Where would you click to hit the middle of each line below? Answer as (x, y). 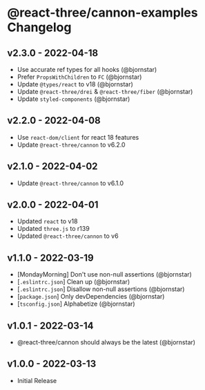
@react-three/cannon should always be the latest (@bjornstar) (106, 342)
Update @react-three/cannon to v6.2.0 (71, 145)
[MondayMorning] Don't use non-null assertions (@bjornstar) (104, 275)
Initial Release (37, 380)
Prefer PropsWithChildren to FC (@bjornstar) (79, 77)
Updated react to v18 (47, 221)
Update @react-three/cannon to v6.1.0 (70, 183)
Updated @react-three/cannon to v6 (68, 236)
